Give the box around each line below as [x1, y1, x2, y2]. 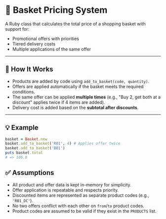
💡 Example [5, 124, 39, 132]
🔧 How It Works [5, 65, 53, 74]
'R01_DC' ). [12, 197, 34, 203]
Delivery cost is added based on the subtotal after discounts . [12, 104, 139, 110]
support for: [5, 26, 30, 32]
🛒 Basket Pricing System [5, 4, 108, 16]
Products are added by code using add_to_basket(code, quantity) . [12, 78, 150, 84]
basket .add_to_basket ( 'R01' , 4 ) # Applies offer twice [5, 141, 121, 146]
